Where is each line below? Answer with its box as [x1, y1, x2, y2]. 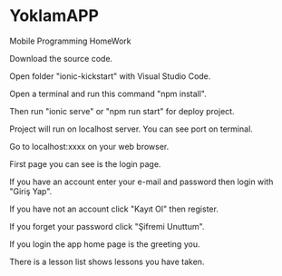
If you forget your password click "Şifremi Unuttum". [9, 221, 205, 232]
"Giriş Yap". [9, 185, 53, 196]
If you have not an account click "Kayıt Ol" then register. [9, 203, 219, 214]
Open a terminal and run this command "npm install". [9, 88, 207, 99]
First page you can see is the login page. [9, 158, 161, 169]
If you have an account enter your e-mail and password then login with [9, 176, 274, 187]
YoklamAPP [9, 5, 100, 26]
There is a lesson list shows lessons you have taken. [9, 256, 205, 267]
